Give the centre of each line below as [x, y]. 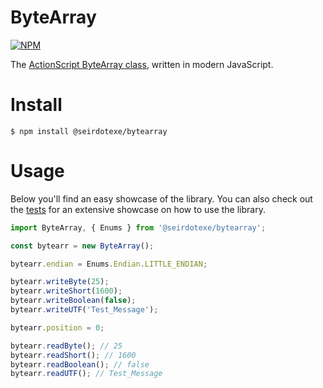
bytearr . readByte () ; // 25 [66, 346]
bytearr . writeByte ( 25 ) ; [60, 282]
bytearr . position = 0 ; [57, 327]
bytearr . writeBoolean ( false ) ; [73, 301]
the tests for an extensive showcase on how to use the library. [138, 209]
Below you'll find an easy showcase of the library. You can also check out [161, 198]
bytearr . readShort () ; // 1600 [73, 355]
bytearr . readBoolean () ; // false [80, 364]
